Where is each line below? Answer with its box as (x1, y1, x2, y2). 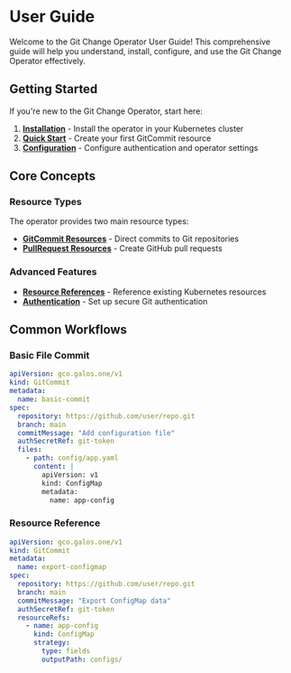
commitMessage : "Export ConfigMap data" (17, 596, 171, 605)
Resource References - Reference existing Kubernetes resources (22, 286, 267, 297)
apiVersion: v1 (41, 470, 99, 480)
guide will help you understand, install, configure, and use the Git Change (9, 45, 282, 56)
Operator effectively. (9, 55, 86, 66)
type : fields (41, 647, 91, 656)
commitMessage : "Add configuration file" (17, 428, 176, 437)
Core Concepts (9, 169, 96, 184)
